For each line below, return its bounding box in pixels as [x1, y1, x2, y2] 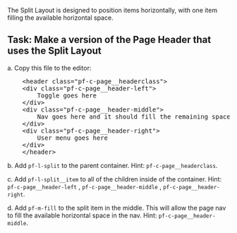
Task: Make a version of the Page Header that [7, 34, 212, 46]
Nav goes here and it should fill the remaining [37, 112, 209, 121]
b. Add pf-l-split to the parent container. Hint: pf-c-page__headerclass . [7, 161, 218, 169]
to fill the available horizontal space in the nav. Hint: [7, 211, 157, 220]
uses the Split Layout [7, 45, 102, 57]
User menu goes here [37, 133, 108, 142]
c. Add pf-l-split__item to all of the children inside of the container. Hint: [7, 174, 222, 183]
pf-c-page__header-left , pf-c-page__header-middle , [7, 182, 162, 191]
